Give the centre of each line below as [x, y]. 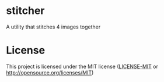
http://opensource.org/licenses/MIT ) [50, 72]
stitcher [25, 11]
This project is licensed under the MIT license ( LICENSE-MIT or [82, 66]
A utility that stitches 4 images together [53, 27]
